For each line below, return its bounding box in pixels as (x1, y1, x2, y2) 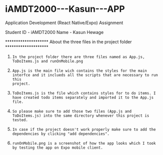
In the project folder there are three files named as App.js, (12, 54, 145, 60)
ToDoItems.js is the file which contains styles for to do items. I (12, 91, 156, 95)
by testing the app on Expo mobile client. (12, 145, 103, 150)
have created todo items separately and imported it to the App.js (12, 95, 154, 100)
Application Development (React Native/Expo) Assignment (5, 20, 124, 26)
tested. (12, 117, 28, 123)
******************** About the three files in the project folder (5, 38, 132, 45)
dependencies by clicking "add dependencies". (12, 131, 110, 136)
